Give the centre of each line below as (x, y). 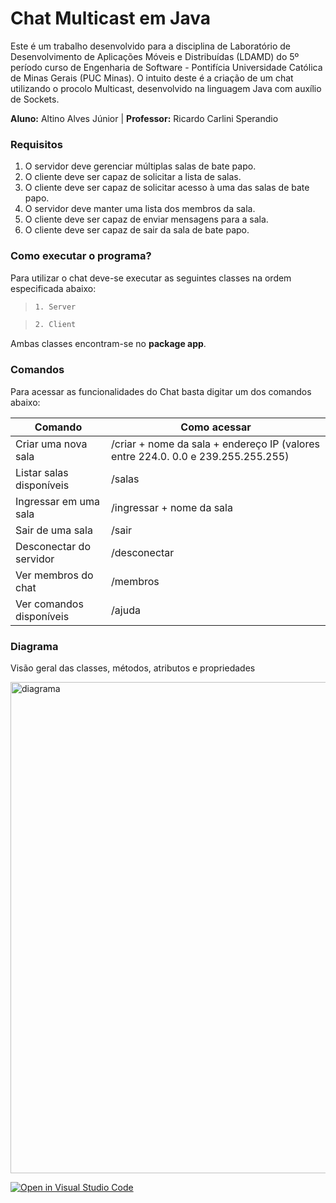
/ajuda (126, 610)
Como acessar (216, 427)
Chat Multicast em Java (110, 18)
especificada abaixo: (53, 288)
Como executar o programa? (81, 256)
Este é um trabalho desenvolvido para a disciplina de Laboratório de (151, 46)
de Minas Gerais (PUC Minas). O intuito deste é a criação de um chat (152, 78)
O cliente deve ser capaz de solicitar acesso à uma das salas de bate (167, 188)
